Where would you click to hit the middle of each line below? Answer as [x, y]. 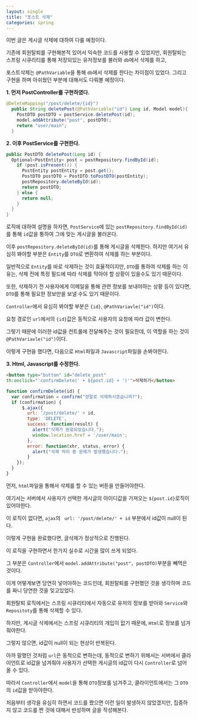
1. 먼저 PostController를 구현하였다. [48, 93]
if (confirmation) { [36, 402]
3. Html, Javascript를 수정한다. [43, 364]
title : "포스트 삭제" [29, 17]
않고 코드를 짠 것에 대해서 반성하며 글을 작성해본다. [70, 710]
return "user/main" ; [42, 125]
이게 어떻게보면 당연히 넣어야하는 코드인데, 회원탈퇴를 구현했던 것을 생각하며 [93, 583]
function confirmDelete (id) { [43, 391]
